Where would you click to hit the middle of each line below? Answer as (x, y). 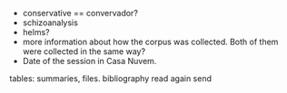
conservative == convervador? (80, 13)
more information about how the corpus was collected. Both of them (150, 42)
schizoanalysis (50, 23)
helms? (36, 32)
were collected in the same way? (84, 51)
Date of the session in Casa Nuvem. (89, 61)
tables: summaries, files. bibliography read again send (110, 79)
